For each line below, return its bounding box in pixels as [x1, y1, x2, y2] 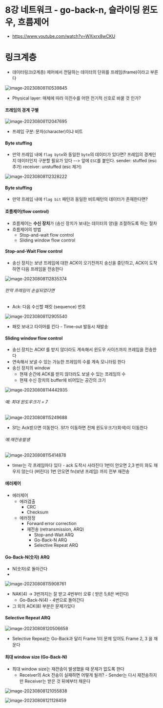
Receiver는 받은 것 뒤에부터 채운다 [24, 678, 91, 684]
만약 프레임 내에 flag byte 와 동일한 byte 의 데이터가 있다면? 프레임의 [12, 151, 143, 157]
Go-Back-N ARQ [34, 537, 67, 543]
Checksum [26, 509, 49, 515]
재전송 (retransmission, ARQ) [26, 526, 84, 532]
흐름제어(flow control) [5, 209, 49, 215]
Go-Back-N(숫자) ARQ [5, 554, 50, 560]
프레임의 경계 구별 [5, 107, 39, 113]
